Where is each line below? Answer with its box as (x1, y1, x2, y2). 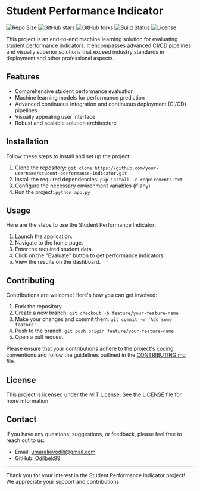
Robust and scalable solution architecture (14, 119, 117, 126)
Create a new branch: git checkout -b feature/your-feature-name (14, 309, 179, 317)
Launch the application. (14, 233, 73, 240)
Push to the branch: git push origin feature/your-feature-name (14, 327, 174, 335)
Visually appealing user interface (14, 113, 96, 120)
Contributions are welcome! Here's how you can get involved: (6, 291, 158, 299)
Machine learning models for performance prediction (14, 94, 145, 101)
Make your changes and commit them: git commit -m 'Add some (14, 316, 173, 323)
